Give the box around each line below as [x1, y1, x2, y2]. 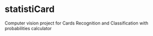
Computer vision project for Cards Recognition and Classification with [4, 20, 148, 26]
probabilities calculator [4, 25, 52, 31]
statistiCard [4, 3, 55, 15]
